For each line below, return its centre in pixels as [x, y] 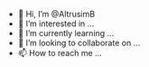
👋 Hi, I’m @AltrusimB [56, 14]
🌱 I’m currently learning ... [66, 33]
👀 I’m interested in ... [56, 24]
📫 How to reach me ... [60, 53]
